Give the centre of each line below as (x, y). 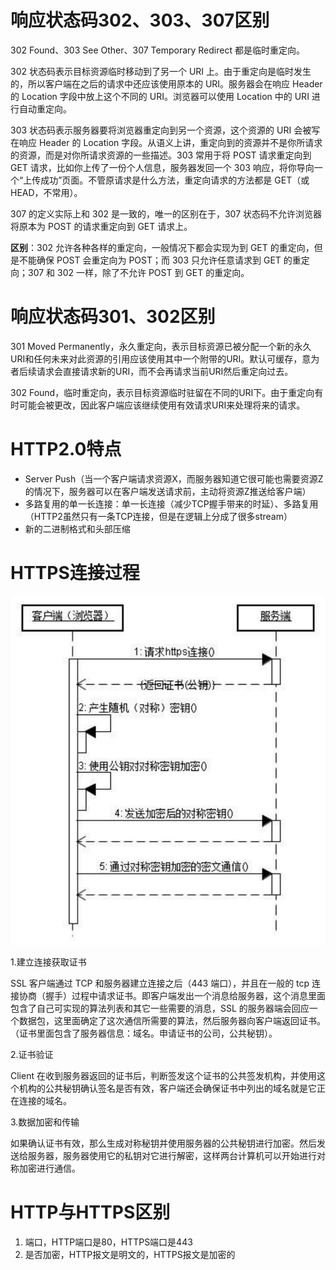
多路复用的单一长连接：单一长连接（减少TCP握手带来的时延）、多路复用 (171, 503)
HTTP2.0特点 (66, 449)
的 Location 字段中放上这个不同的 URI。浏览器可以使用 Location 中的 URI (160, 96)
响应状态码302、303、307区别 (140, 20)
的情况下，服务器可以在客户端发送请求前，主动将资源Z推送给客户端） (168, 491)
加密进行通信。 (49, 1168)
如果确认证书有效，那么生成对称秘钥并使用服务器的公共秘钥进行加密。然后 (163, 1143)
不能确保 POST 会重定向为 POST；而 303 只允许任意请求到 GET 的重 (160, 260)
